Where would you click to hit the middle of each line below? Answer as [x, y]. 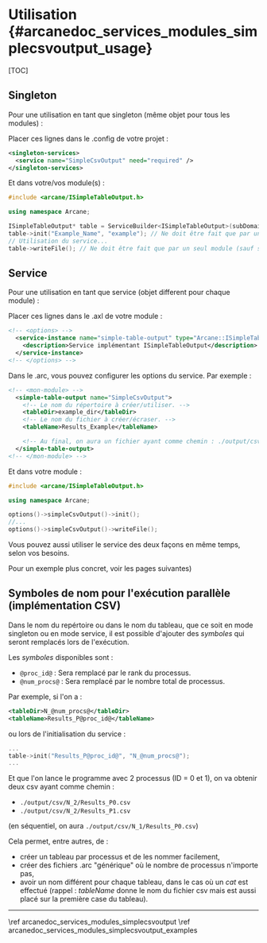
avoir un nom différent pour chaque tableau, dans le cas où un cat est [134, 882]
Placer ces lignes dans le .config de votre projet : [88, 138]
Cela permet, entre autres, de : [58, 841]
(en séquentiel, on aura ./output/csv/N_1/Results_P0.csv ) [103, 826]
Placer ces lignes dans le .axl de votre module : [85, 316]
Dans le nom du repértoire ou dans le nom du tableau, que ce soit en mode [131, 625]
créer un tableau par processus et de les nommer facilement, [120, 857]
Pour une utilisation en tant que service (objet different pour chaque [119, 293]
